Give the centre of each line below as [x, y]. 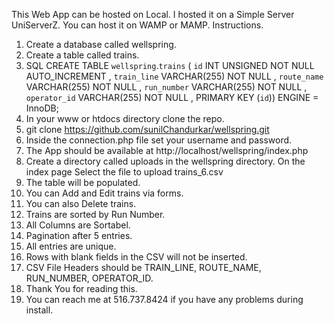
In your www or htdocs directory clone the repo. [125, 118]
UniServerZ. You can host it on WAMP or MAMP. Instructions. [137, 25]
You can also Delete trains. [81, 203]
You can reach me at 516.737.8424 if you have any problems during [164, 299]
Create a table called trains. [82, 55]
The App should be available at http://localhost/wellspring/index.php [167, 150]
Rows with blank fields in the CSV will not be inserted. [136, 257]
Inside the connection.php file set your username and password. [159, 140]
